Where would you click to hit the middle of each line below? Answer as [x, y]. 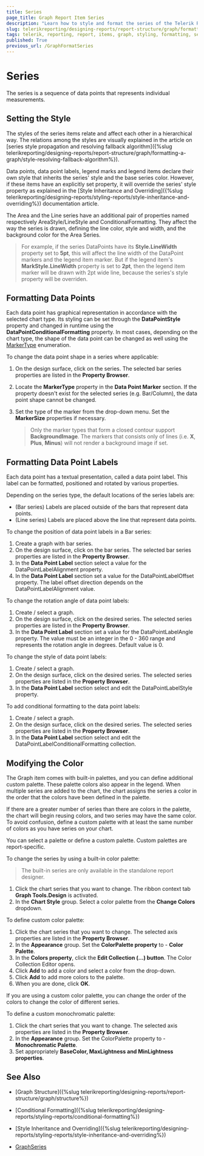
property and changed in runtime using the [60, 326]
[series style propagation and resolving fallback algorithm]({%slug [89, 146]
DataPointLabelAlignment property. [59, 569]
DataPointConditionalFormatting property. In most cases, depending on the [102, 332]
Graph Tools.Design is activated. [56, 895]
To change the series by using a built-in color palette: [73, 859]
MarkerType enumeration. [39, 345]
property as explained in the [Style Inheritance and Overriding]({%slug [95, 190]
